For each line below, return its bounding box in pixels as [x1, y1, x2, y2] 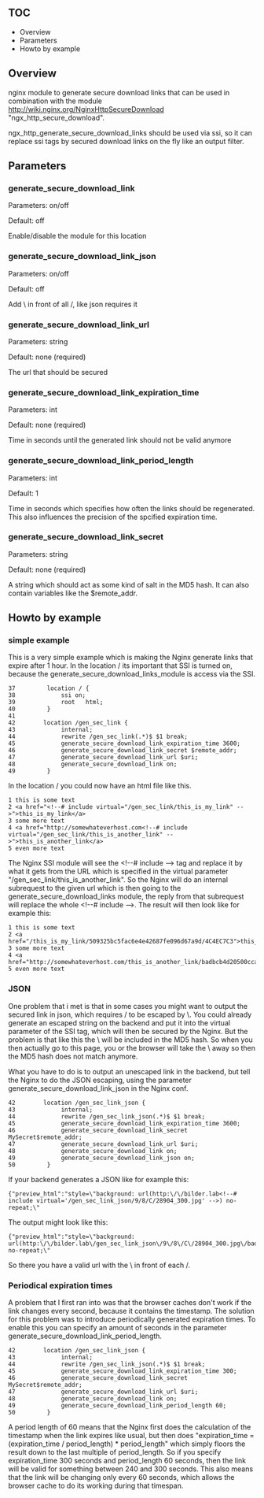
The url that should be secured [8, 367, 108, 376]
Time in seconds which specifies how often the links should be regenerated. [8, 503, 255, 513]
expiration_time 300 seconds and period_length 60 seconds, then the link [8, 1456, 247, 1466]
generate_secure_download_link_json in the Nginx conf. [8, 1083, 189, 1093]
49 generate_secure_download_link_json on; [8, 1154, 195, 1162]
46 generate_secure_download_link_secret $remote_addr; [8, 747, 237, 755]
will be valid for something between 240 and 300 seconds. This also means [8, 1464, 254, 1474]
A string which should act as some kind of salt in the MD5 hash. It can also [8, 580, 250, 589]
